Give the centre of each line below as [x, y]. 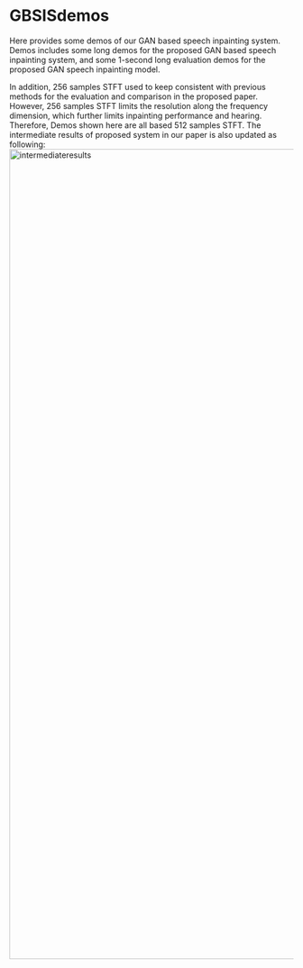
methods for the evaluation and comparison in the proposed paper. [134, 96]
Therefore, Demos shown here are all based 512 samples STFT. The [135, 125]
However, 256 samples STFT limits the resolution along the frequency [139, 105]
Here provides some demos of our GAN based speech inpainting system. [145, 41]
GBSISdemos [60, 16]
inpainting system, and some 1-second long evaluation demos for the [138, 59]
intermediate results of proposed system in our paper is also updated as [143, 134]
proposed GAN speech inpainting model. [85, 69]
